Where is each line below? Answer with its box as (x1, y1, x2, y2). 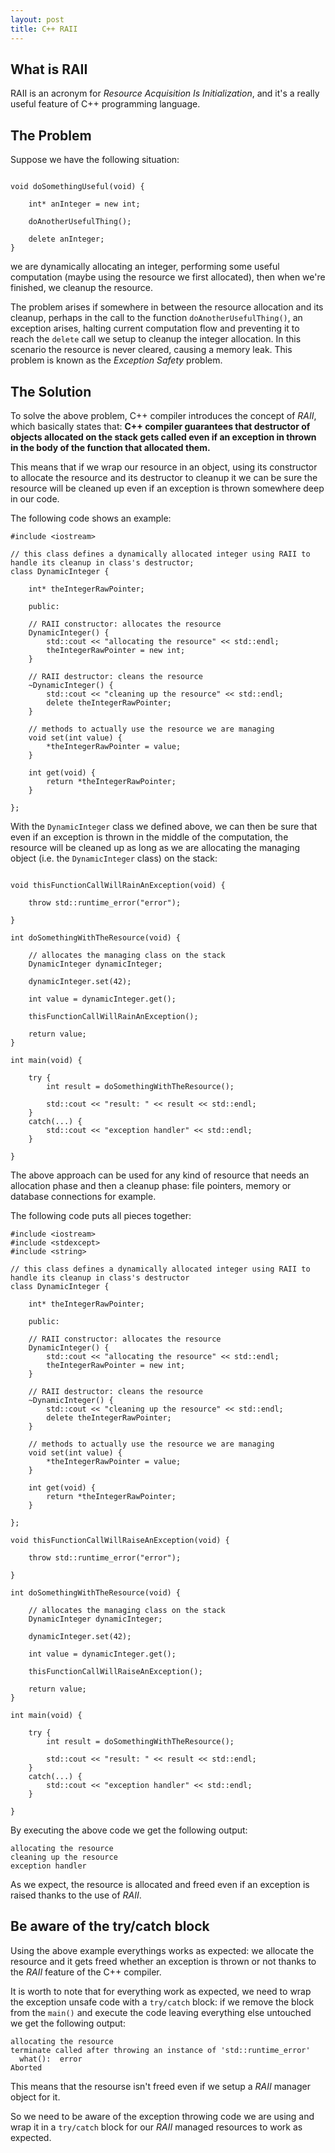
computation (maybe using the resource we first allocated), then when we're (10, 271, 326, 283)
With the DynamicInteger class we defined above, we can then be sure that (10, 820, 318, 832)
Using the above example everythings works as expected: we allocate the (10, 1944, 315, 1956)
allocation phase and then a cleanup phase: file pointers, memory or (10, 1179, 292, 1191)
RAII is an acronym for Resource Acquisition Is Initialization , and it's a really (10, 87, 320, 100)
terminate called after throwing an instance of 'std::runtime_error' (10, 2045, 311, 2055)
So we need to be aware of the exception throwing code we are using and (10, 2110, 315, 2122)
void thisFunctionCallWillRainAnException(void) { (10, 880, 226, 890)
